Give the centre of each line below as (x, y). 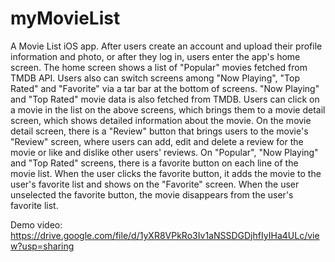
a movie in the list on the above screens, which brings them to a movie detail (168, 109)
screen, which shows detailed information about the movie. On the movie (161, 120)
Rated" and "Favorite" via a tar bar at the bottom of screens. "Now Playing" (165, 88)
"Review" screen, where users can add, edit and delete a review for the (157, 141)
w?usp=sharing (42, 246)
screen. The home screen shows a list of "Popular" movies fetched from (159, 67)
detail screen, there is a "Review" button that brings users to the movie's (159, 131)
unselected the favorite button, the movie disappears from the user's (152, 194)
